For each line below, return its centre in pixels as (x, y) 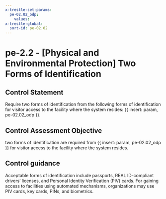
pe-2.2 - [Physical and (52, 53)
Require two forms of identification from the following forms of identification (83, 104)
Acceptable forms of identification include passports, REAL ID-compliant (80, 175)
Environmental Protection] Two (71, 63)
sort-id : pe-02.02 (29, 28)
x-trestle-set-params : (29, 10)
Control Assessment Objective (54, 131)
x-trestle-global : (24, 24)
